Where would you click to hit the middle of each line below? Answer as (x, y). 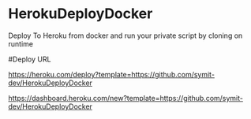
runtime (21, 43)
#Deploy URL (30, 59)
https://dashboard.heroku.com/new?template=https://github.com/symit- (126, 98)
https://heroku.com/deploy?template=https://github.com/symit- (112, 74)
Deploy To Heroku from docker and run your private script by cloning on (126, 35)
